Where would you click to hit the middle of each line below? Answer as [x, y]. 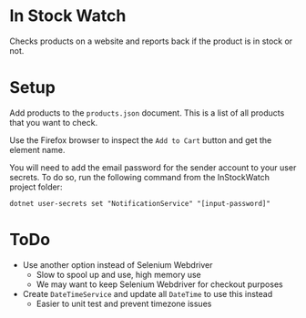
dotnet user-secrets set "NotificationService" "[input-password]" [140, 203]
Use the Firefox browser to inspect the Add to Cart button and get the [141, 140]
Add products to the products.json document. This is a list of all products [147, 113]
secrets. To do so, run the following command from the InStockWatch [140, 177]
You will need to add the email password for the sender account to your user [153, 167]
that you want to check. [54, 122]
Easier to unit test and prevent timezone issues [124, 303]
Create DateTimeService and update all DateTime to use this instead [148, 293]
